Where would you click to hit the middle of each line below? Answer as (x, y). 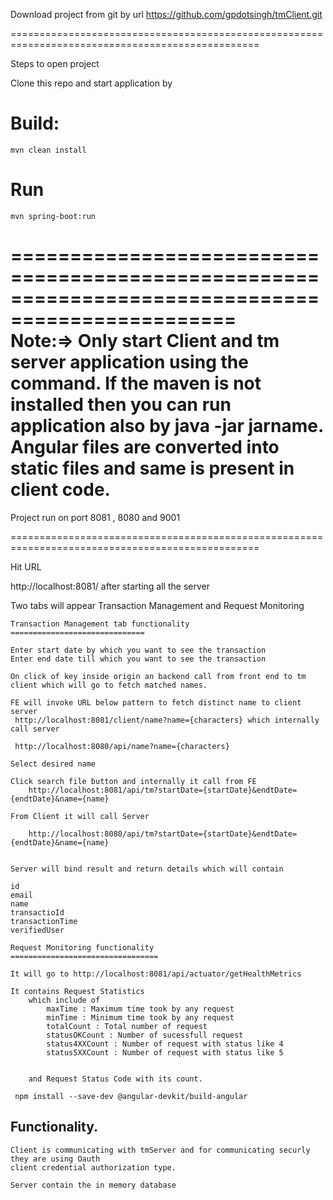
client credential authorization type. (93, 1167)
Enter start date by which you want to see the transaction (138, 650)
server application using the (129, 362)
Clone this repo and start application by (91, 83)
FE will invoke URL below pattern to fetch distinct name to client (156, 702)
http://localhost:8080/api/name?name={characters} (122, 746)
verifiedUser (37, 930)
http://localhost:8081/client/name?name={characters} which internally (167, 720)
